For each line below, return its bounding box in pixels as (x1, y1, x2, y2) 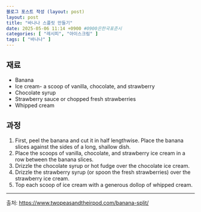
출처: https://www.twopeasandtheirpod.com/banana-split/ (6, 199, 149, 206)
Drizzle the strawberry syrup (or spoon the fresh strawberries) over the (14, 168, 191, 176)
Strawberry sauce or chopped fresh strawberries (14, 95, 136, 102)
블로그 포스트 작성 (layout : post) (6, 8, 85, 15)
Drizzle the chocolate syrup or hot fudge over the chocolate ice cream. (14, 162, 190, 169)
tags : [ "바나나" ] (6, 36, 51, 42)
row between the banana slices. (14, 156, 94, 163)
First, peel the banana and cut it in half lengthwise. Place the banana (14, 137, 184, 144)
